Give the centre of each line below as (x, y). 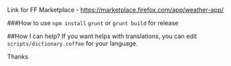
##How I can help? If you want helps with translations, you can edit (102, 36)
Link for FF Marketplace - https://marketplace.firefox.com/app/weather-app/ (115, 10)
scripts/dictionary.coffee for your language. (73, 43)
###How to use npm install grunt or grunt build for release (93, 23)
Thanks (18, 56)
